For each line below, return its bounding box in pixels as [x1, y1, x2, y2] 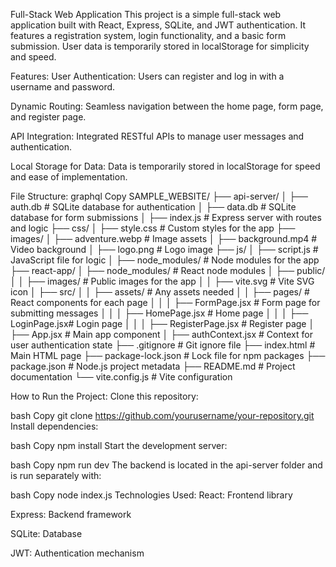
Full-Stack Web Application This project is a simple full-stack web [10, 9, 282, 20]
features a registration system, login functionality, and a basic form [10, 30, 287, 41]
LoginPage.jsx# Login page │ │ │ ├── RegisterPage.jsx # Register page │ [10, 318, 315, 329]
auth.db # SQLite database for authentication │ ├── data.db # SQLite [10, 201, 297, 213]
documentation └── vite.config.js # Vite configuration [10, 371, 233, 383]
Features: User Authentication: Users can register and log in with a [10, 70, 285, 82]
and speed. [10, 51, 57, 63]
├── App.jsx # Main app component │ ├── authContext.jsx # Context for [10, 329, 313, 340]
